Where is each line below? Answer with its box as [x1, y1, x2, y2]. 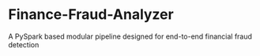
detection [8, 39, 40, 49]
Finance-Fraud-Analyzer [8, 6, 174, 24]
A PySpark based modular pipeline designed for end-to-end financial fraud [8, 32, 253, 41]
